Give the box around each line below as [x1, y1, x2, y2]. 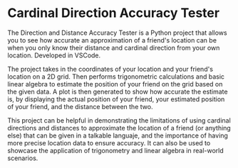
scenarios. [7, 154, 38, 162]
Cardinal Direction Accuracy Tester [7, 5, 219, 21]
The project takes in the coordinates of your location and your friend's [7, 65, 214, 73]
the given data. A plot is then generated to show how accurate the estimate [7, 87, 228, 96]
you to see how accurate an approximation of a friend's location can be [7, 35, 217, 44]
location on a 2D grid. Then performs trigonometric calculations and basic [7, 72, 225, 81]
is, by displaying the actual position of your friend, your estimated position [7, 94, 225, 103]
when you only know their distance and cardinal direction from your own [7, 43, 220, 52]
